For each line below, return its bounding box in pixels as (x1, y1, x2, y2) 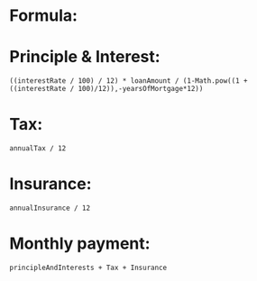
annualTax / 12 (9, 144, 67, 153)
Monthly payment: (9, 233, 151, 254)
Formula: (9, 5, 78, 26)
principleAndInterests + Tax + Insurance (9, 263, 168, 272)
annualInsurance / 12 (9, 204, 91, 213)
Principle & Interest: (9, 47, 161, 68)
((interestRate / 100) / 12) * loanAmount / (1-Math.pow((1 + (9, 77, 248, 86)
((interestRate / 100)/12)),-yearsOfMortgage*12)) (9, 85, 204, 94)
